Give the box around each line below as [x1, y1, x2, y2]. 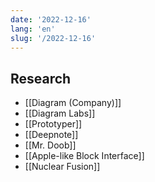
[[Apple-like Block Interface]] [24, 150, 145, 162]
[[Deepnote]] [24, 129, 79, 141]
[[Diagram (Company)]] [24, 97, 122, 109]
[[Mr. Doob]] [24, 139, 77, 151]
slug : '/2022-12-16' [10, 33, 97, 43]
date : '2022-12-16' [10, 14, 92, 25]
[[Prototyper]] [24, 118, 83, 130]
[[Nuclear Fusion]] [24, 161, 101, 173]
